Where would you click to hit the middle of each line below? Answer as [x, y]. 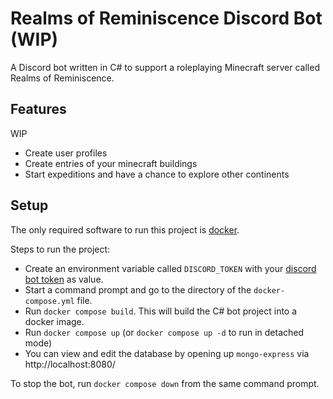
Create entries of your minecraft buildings [111, 163]
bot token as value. [64, 279]
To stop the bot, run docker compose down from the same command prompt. [165, 383]
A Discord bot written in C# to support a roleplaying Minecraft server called [165, 67]
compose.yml [49, 301]
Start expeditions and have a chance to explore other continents [157, 174]
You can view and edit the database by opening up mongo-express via [167, 353]
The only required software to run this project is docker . [125, 229]
